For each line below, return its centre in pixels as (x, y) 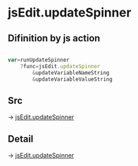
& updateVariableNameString (71, 73)
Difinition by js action (54, 38)
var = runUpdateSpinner (39, 60)
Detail (21, 139)
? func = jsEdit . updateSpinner (60, 66)
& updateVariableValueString (72, 79)
